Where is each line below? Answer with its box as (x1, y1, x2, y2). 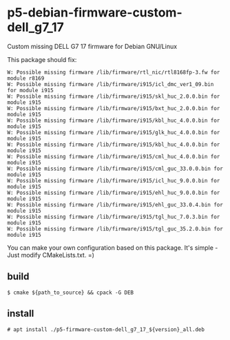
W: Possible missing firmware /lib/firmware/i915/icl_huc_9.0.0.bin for (7, 177, 220, 184)
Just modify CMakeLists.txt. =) (7, 251, 95, 259)
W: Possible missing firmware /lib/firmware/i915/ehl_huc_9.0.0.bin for (7, 189, 220, 196)
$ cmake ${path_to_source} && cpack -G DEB (7, 289, 134, 296)
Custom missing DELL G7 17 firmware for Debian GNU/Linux (7, 42, 178, 50)
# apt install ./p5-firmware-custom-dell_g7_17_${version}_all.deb (7, 326, 205, 333)
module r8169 (7, 74, 45, 82)
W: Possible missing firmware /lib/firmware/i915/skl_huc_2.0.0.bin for (7, 93, 220, 100)
